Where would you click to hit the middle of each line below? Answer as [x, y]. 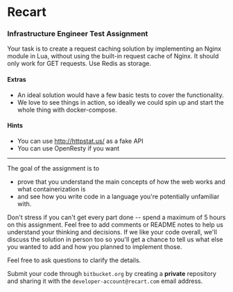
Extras [17, 80]
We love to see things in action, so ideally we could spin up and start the [120, 102]
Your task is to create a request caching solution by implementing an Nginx [114, 49]
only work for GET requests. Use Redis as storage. [79, 64]
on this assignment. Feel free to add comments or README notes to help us [115, 224]
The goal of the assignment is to [53, 168]
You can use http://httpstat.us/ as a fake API [80, 141]
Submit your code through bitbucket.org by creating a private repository [112, 273]
